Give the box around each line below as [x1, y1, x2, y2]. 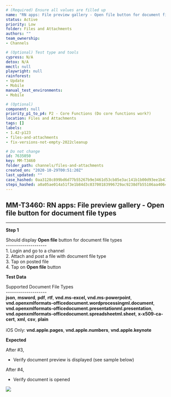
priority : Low [6, 21, 36, 27]
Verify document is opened [13, 377, 71, 383]
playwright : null [6, 69, 43, 74]
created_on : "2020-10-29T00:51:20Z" [6, 168, 83, 173]
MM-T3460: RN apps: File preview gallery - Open [6, 201, 164, 209]
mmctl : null [6, 64, 31, 69]
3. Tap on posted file [6, 258, 49, 265]
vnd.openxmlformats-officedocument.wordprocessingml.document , [6, 300, 155, 306]
